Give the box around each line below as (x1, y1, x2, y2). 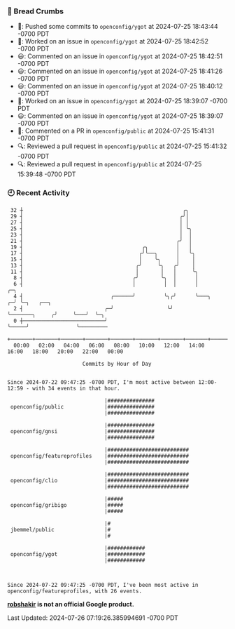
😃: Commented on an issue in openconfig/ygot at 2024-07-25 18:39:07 (17, 112, 224, 120)
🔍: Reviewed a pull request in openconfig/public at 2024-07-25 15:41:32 (17, 142, 227, 150)
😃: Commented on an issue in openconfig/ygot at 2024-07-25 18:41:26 (17, 67, 223, 76)
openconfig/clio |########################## (10, 477, 190, 484)
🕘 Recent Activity (7, 188, 70, 198)
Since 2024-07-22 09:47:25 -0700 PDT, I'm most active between (7, 378, 196, 385)
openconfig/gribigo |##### (10, 501, 124, 508)
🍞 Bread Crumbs (7, 6, 64, 16)
